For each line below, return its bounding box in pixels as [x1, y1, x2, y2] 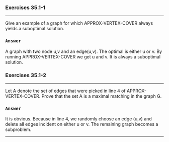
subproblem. [5, 126, 32, 132]
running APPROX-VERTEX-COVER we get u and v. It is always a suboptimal [5, 53, 161, 59]
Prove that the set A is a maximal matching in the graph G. [41, 93, 162, 99]
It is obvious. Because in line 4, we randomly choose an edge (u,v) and [5, 116, 152, 122]
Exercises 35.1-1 [5, 4, 46, 11]
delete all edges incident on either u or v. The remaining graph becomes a [5, 121, 158, 127]
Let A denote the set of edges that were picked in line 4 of [5, 88, 126, 94]
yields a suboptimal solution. [5, 26, 64, 32]
